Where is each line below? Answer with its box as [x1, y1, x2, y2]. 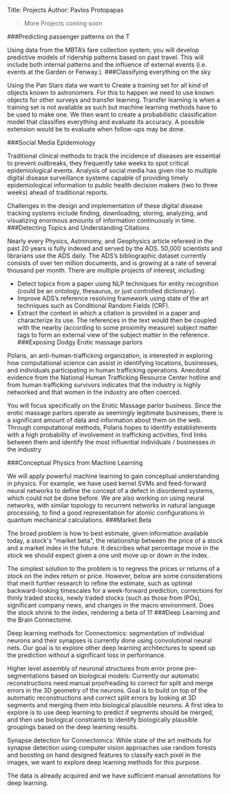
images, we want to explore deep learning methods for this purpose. [7, 758, 202, 766]
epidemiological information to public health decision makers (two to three [7, 181, 218, 189]
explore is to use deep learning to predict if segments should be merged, [7, 709, 214, 716]
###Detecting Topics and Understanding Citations [7, 224, 150, 231]
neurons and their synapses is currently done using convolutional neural [7, 636, 212, 645]
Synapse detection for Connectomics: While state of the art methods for [7, 736, 212, 744]
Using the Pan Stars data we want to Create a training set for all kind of [7, 81, 209, 89]
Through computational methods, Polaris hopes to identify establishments [7, 424, 217, 431]
